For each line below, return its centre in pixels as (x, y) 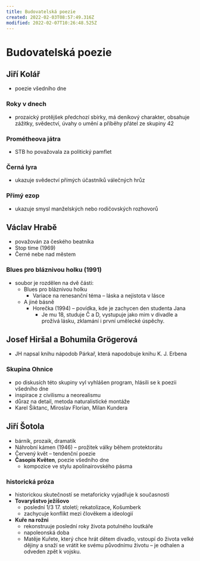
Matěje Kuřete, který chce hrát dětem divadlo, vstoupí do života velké (109, 539)
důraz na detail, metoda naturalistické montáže (72, 401)
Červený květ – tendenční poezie (55, 453)
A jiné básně (39, 302)
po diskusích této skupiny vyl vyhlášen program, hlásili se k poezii (96, 382)
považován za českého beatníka (54, 241)
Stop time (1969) (35, 248)
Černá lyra (22, 167)
